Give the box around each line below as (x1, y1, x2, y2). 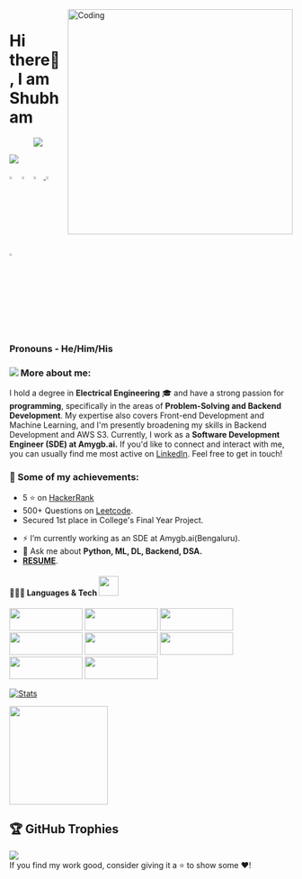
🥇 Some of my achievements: (9, 471, 139, 484)
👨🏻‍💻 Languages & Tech (9, 587, 97, 598)
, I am (9, 69, 50, 89)
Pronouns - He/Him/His (9, 342, 114, 355)
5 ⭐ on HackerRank (22, 492, 94, 503)
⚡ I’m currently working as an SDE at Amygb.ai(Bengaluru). (22, 532, 241, 543)
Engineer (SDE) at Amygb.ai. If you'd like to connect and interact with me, (9, 439, 285, 449)
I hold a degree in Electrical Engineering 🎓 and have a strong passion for (9, 387, 285, 399)
